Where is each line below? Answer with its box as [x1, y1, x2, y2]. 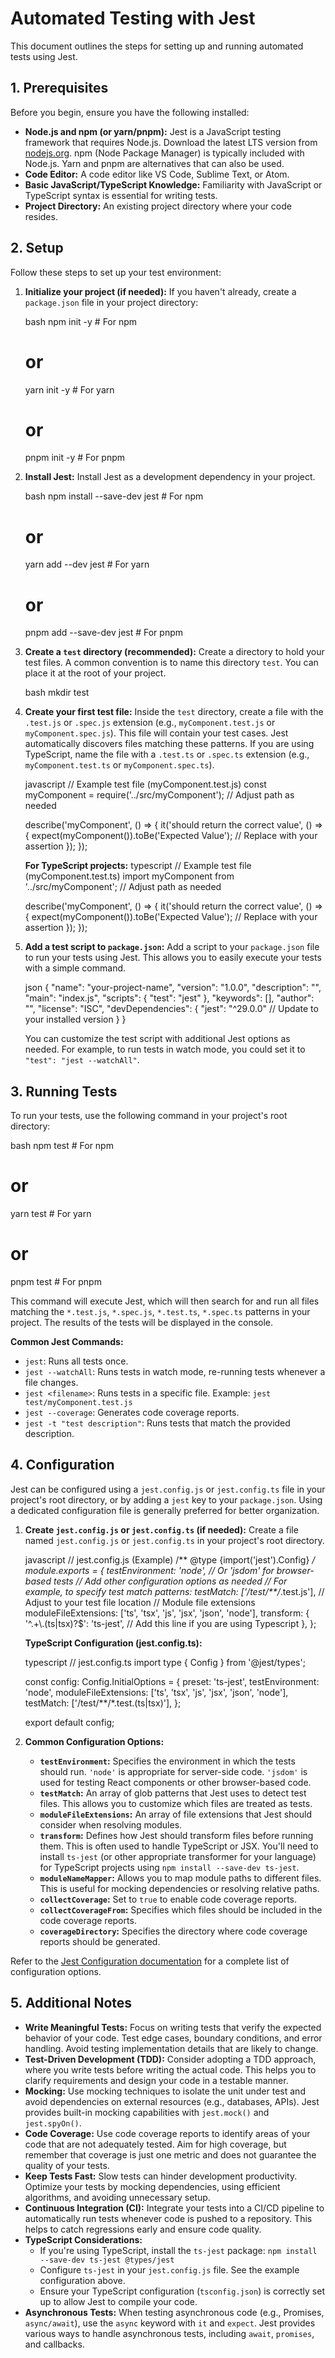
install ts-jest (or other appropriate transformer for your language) [39, 1850, 317, 1862]
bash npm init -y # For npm [24, 315, 138, 327]
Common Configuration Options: [24, 1735, 165, 1747]
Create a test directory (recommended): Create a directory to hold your [24, 646, 325, 658]
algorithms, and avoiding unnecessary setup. [24, 2191, 211, 2203]
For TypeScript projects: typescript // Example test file [24, 860, 252, 872]
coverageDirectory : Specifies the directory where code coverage [39, 1925, 308, 1937]
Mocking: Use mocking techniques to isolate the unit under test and [24, 2085, 306, 2097]
